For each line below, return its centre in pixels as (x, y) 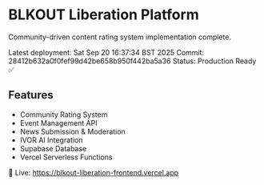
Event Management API (58, 123)
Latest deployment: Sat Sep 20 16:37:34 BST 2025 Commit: (106, 52)
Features (31, 95)
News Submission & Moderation (72, 131)
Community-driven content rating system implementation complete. (120, 37)
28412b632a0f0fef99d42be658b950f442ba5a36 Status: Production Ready (132, 61)
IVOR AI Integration (51, 140)
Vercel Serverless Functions (66, 157)
